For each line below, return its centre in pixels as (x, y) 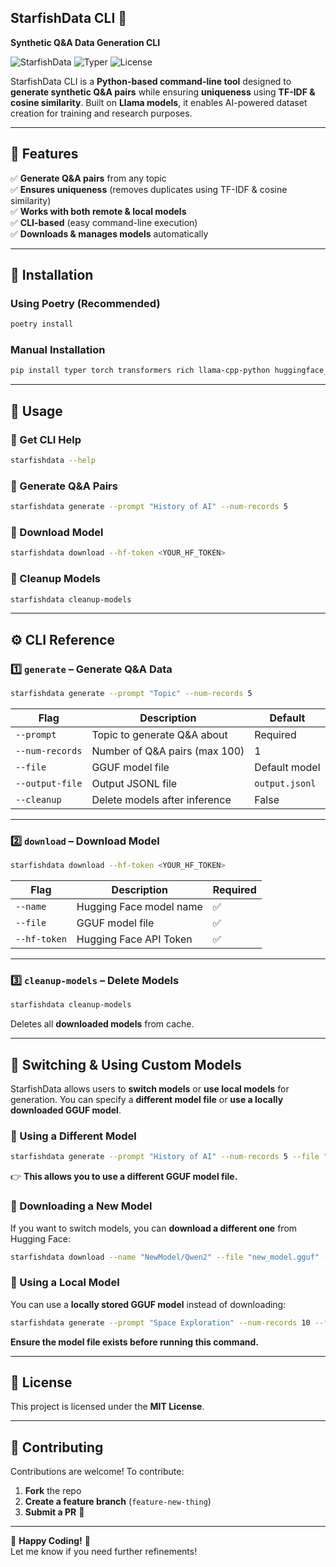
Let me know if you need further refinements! (104, 1552)
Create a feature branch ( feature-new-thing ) (118, 1502)
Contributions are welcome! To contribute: (97, 1472)
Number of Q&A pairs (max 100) (168, 751)
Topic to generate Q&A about (159, 734)
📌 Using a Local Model (65, 1283)
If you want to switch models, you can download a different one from (154, 1228)
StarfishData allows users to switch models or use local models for (150, 1089)
